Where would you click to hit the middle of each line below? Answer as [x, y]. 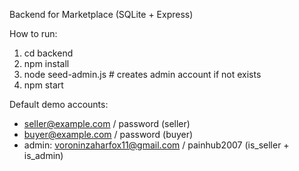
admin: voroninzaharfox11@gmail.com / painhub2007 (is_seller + [156, 145]
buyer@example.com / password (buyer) [108, 134]
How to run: [33, 33]
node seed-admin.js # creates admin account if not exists [142, 74]
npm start [43, 85]
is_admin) [43, 155]
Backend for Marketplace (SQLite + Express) [101, 14]
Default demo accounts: [59, 104]
